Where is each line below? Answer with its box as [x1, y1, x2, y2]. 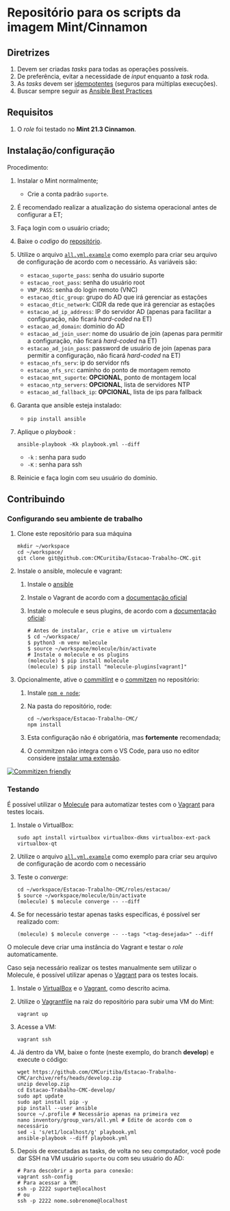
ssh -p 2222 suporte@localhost [16, 1185, 107, 1192]
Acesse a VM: [16, 1022, 57, 1031]
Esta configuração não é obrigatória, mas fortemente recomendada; [27, 734, 221, 742]
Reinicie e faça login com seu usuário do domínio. [16, 473, 158, 482]
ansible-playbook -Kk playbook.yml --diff [16, 441, 140, 448]
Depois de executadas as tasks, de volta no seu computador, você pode [16, 1146, 221, 1155]
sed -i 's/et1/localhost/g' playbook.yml [16, 1129, 137, 1135]
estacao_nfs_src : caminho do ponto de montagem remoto [27, 365, 191, 374]
